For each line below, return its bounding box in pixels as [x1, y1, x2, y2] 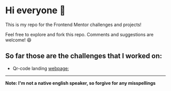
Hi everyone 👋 [5, 5, 66, 16]
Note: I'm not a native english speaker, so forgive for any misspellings [5, 80, 156, 86]
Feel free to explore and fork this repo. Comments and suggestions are [5, 31, 154, 37]
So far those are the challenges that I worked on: [5, 52, 162, 60]
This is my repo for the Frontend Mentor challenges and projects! [5, 21, 141, 28]
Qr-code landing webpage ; [12, 65, 70, 71]
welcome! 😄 [5, 37, 32, 43]
